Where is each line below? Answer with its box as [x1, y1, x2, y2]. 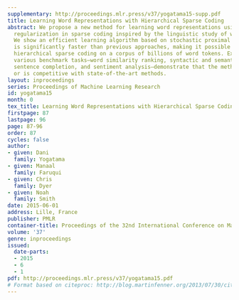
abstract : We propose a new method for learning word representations [7, 23, 221, 31]
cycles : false [7, 136, 50, 143]
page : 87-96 [7, 122, 43, 130]
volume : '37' [7, 228, 46, 235]
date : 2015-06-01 [7, 202, 59, 210]
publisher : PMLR [7, 215, 55, 223]
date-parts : [14, 248, 50, 256]
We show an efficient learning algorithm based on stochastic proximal [14, 37, 231, 44]
